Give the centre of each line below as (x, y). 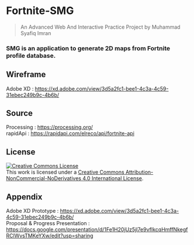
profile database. (31, 56)
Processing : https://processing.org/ (50, 127)
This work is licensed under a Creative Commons (65, 172)
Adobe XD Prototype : (32, 211)
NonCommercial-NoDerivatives (44, 178)
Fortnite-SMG (40, 11)
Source (20, 113)
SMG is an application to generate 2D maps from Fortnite (88, 48)
